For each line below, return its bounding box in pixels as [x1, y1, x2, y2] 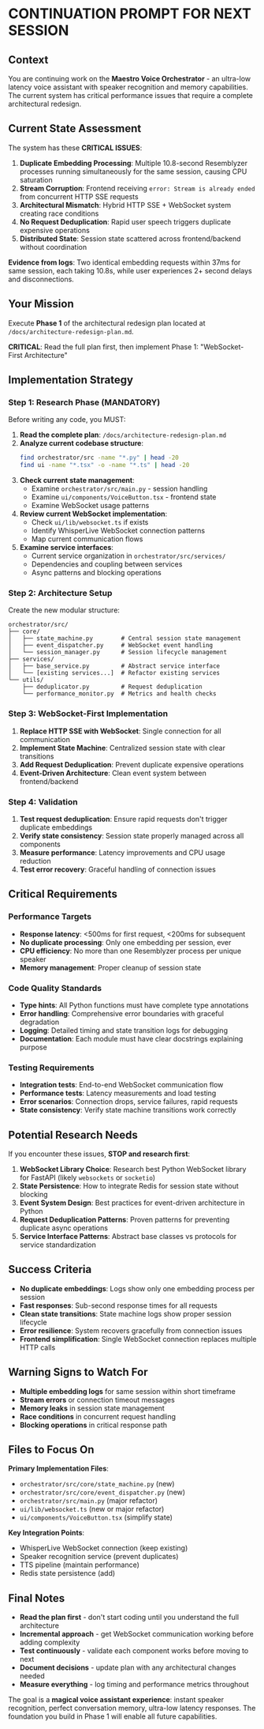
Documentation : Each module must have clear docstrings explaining [19, 1034, 244, 1043]
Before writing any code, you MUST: [8, 415, 126, 424]
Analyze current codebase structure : [19, 439, 144, 448]
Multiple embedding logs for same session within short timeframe [19, 1386, 236, 1396]
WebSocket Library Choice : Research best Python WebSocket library [19, 1165, 247, 1174]
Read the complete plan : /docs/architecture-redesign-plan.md [19, 430, 227, 439]
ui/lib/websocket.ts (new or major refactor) [19, 1505, 165, 1514]
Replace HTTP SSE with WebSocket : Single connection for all [19, 726, 222, 736]
